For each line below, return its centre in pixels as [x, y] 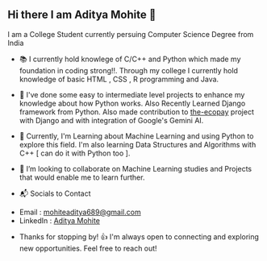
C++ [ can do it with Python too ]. [75, 153]
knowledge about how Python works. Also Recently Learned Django [132, 103]
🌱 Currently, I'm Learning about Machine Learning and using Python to [136, 136]
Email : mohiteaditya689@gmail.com [80, 212]
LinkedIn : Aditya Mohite [59, 220]
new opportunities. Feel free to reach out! [88, 248]
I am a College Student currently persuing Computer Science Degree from [131, 34]
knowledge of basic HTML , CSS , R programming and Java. [119, 79]
